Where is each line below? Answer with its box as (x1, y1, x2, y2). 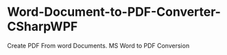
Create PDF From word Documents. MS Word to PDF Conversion (7, 41, 190, 49)
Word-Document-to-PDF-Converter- (7, 4, 222, 20)
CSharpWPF (7, 19, 78, 34)
